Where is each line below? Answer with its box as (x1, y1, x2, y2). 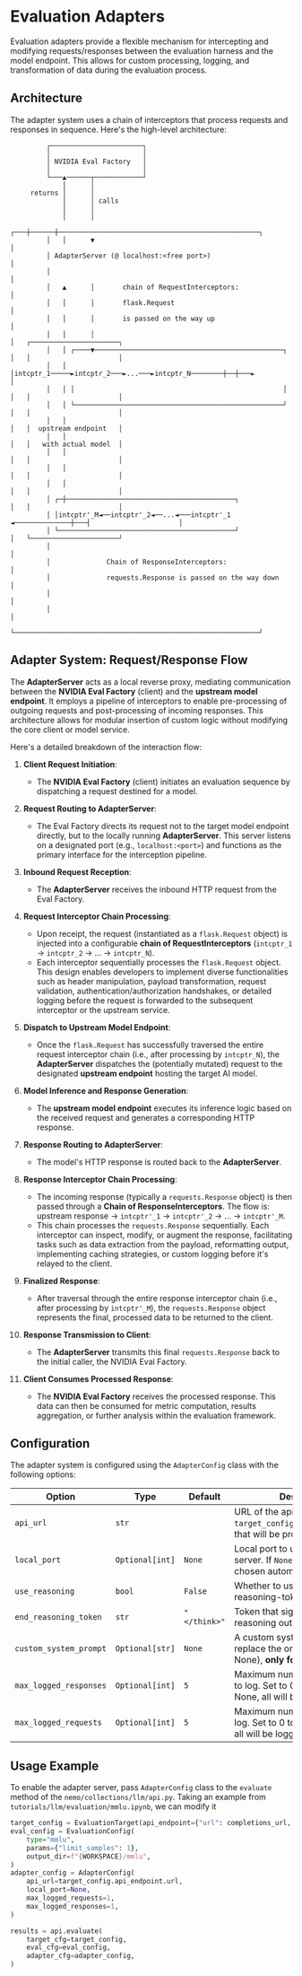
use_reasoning (14, 1587, 75, 1596)
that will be (233, 1528, 280, 1541)
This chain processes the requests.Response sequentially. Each (36, 1220, 270, 1230)
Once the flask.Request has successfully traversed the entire (36, 1039, 264, 1050)
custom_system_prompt (14, 1644, 107, 1654)
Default (188, 1491, 221, 1503)
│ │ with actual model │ (10, 440, 124, 449)
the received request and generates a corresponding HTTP (36, 1112, 255, 1123)
